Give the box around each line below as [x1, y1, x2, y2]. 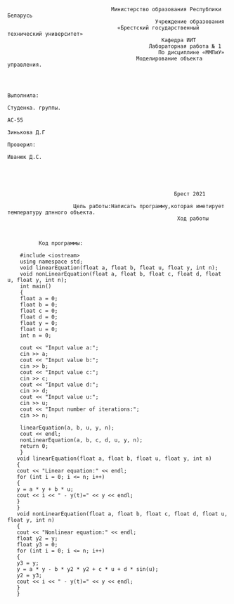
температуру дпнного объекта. [7, 209, 96, 216]
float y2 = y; [16, 535, 58, 542]
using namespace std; [20, 258, 83, 265]
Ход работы [176, 215, 209, 222]
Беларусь [7, 12, 33, 19]
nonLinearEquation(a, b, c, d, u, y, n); [20, 437, 143, 444]
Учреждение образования [155, 18, 225, 25]
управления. [7, 61, 42, 68]
